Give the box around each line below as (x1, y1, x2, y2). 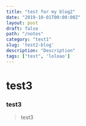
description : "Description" (6, 48, 76, 54)
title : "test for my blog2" (6, 8, 76, 15)
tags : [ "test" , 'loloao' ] (6, 53, 70, 59)
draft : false (6, 25, 39, 32)
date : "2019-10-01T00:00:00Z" (6, 14, 81, 20)
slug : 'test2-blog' (6, 42, 55, 48)
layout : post (6, 20, 39, 26)
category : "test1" (6, 36, 52, 42)
